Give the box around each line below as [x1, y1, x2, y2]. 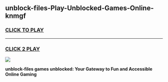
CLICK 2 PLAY [5, 45, 40, 52]
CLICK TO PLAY [5, 27, 44, 34]
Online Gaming [5, 71, 37, 77]
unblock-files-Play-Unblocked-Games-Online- [5, 4, 154, 12]
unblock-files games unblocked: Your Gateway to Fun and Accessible [5, 66, 152, 72]
